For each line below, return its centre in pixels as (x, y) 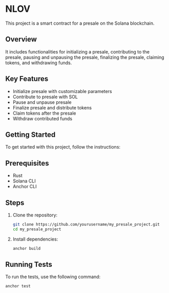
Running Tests (29, 264)
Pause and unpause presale (42, 102)
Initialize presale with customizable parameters (62, 91)
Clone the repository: (35, 215)
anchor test (18, 286)
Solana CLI (24, 181)
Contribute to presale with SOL (45, 97)
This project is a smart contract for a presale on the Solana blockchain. (80, 23)
